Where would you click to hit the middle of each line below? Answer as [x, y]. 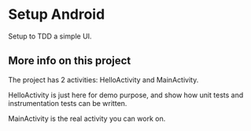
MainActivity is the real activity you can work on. [87, 118]
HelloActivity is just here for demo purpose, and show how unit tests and [126, 95]
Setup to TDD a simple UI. [50, 36]
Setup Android [57, 15]
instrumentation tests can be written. [68, 103]
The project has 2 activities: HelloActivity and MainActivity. [103, 79]
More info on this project [70, 61]
